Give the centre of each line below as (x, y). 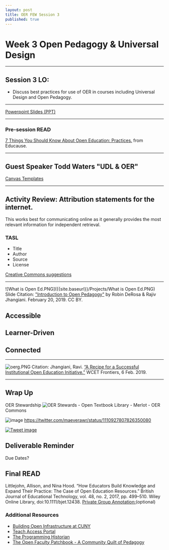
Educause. (16, 146)
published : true (22, 19)
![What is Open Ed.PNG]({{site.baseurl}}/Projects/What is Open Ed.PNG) (80, 289)
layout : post (19, 10)
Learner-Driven (30, 333)
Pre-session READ (28, 130)
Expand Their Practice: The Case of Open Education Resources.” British (80, 491)
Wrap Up (19, 393)
